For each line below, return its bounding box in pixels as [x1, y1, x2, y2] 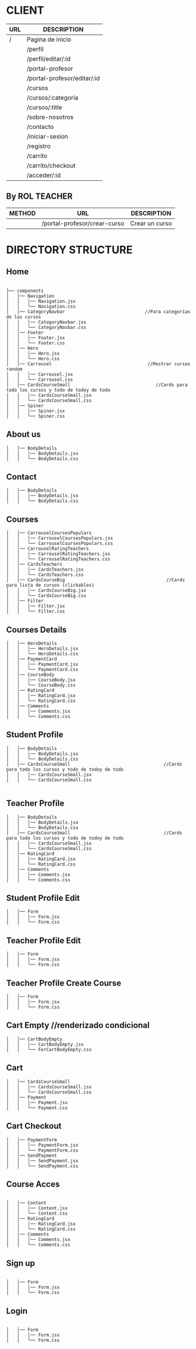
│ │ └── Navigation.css [6, 303, 76, 309]
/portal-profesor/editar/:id [26, 74, 100, 82]
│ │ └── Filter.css [6, 608, 66, 615]
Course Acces [6, 1179, 60, 1189]
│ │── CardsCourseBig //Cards [6, 577, 185, 583]
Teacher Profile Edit [6, 935, 82, 945]
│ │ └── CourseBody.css [6, 682, 76, 688]
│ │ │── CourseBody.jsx [6, 677, 76, 683]
